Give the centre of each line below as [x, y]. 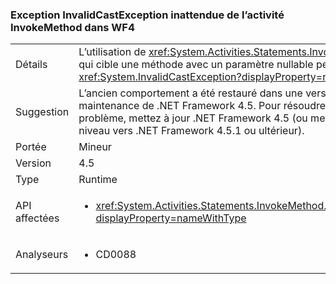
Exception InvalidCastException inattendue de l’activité [147, 15]
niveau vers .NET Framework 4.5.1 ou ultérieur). [191, 131]
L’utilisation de [112, 52]
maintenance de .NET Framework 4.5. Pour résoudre [202, 106]
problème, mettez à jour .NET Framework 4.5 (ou [193, 118]
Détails [31, 65]
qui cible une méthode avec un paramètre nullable [196, 65]
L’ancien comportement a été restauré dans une [190, 93]
